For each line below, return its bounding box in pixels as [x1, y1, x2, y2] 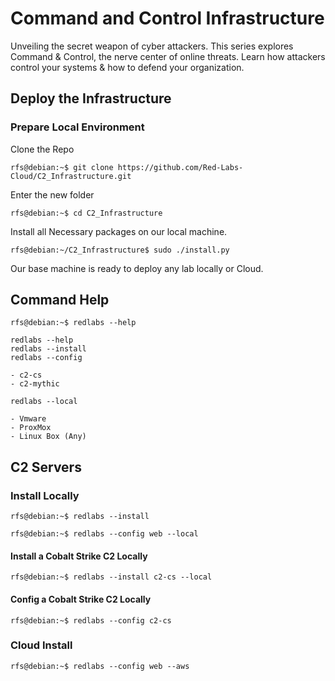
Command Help [10, 292, 110, 309]
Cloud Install [10, 638, 73, 652]
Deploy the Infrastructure [10, 90, 172, 107]
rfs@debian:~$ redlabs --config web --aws [10, 661, 190, 671]
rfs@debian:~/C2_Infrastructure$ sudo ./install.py [10, 245, 230, 255]
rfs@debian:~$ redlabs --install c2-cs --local [10, 572, 213, 582]
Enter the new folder [10, 188, 95, 201]
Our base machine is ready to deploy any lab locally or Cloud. [10, 262, 264, 274]
